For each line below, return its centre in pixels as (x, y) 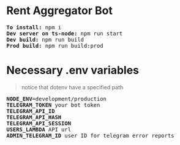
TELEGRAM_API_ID (31, 111)
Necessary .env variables (73, 70)
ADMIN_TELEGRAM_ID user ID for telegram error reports (90, 136)
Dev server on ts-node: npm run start (65, 33)
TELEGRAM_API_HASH (34, 117)
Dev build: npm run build (45, 39)
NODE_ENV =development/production (57, 99)
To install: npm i (34, 27)
